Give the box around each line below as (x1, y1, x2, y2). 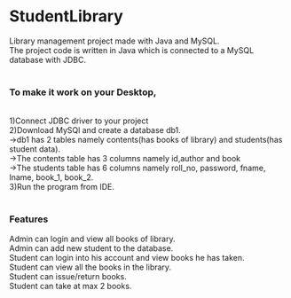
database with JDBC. (9, 54, 87, 65)
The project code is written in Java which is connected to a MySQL (9, 44, 255, 55)
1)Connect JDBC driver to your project (9, 115, 149, 126)
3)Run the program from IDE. (9, 182, 115, 192)
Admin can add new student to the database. (9, 242, 174, 254)
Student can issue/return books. (9, 271, 127, 281)
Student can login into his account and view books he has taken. (9, 252, 246, 263)
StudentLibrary (9, 6, 124, 27)
